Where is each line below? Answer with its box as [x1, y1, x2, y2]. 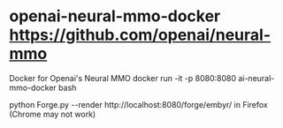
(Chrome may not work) [9, 109, 96, 119]
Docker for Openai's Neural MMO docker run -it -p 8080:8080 [9, 72, 237, 83]
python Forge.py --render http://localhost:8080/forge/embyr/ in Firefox [9, 99, 268, 109]
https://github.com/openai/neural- [9, 25, 272, 45]
